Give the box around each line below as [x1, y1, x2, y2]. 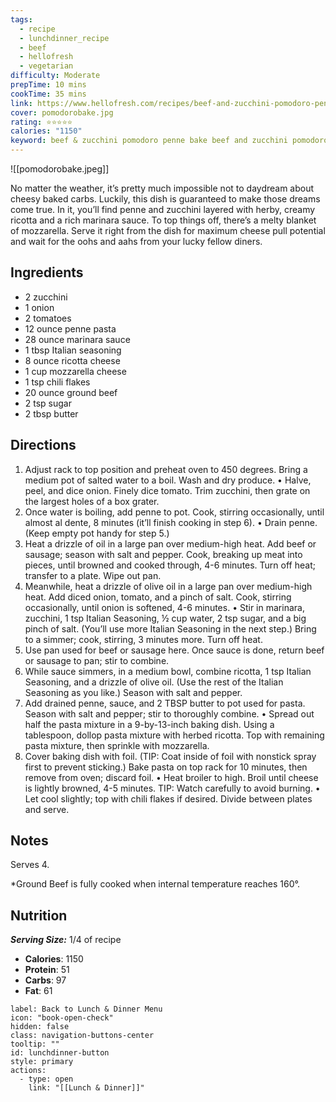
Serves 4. [10, 859, 50, 871]
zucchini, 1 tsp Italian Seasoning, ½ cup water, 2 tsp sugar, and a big [24, 612, 307, 624]
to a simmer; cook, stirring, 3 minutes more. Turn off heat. [24, 633, 263, 645]
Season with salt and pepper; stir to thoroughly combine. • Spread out [24, 707, 315, 720]
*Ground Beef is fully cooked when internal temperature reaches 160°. [10, 878, 300, 890]
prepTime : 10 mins [10, 80, 87, 90]
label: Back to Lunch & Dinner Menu [10, 1004, 163, 1015]
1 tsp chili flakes [24, 376, 91, 388]
